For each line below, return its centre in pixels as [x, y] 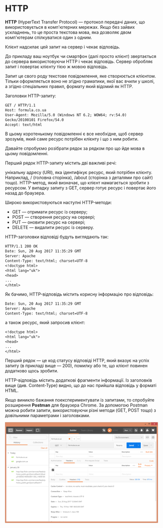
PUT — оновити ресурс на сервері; [49, 222]
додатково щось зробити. [32, 370]
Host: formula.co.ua [26, 110]
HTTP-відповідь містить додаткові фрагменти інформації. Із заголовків [79, 380]
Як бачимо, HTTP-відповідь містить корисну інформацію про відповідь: [79, 294]
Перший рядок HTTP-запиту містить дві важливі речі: [61, 163]
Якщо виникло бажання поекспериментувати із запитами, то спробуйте [80, 400]
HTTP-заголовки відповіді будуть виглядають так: [57, 237]
